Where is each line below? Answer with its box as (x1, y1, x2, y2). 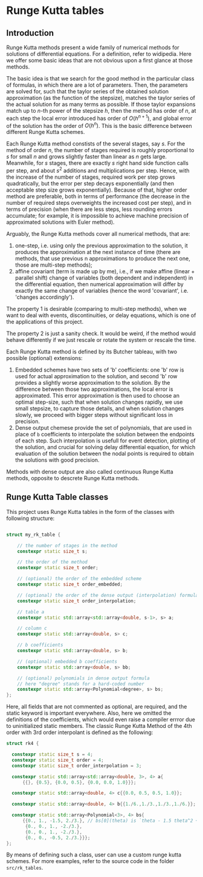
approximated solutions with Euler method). (6, 218, 115, 225)
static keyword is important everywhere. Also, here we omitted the (6, 710, 172, 717)
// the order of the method (17, 559, 88, 565)
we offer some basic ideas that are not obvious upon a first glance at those (6, 57, 193, 64)
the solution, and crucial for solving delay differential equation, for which (14, 443, 196, 450)
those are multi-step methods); (14, 261, 92, 268)
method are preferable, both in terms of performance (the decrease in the (6, 192, 190, 200)
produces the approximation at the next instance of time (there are (14, 248, 181, 255)
